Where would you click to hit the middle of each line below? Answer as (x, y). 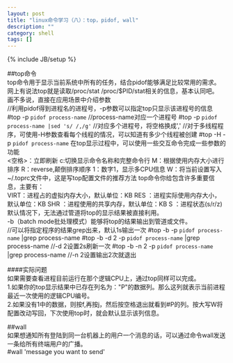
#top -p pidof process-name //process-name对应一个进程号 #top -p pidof (112, 117)
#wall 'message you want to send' (56, 352)
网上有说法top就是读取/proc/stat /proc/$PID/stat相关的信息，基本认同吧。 (113, 91)
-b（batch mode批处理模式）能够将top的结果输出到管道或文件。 (99, 221)
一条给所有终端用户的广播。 (47, 344)
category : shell (31, 33)
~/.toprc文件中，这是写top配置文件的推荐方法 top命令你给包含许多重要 (108, 178)
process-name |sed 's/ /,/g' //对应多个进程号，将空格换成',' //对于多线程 (112, 126)
